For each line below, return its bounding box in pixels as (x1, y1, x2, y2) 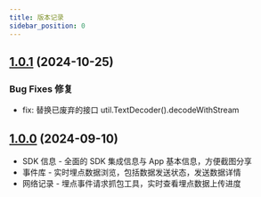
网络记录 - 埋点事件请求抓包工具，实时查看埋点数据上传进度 (21, 178, 242, 188)
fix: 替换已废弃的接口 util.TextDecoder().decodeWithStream (21, 104, 240, 116)
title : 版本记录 (9, 12, 64, 22)
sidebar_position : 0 (9, 21, 86, 30)
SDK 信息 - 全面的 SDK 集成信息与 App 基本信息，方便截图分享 (21, 156, 252, 166)
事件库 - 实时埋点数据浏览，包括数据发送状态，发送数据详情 (21, 167, 242, 177)
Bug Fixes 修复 (9, 82, 73, 94)
